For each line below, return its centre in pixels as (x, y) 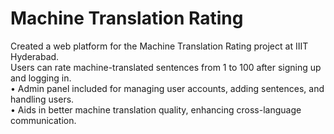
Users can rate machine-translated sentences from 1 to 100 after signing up (166, 67)
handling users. (42, 99)
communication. (43, 120)
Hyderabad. (35, 56)
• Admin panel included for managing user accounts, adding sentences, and (167, 88)
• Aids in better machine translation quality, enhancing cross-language (156, 109)
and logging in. (41, 78)
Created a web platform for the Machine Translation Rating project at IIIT (159, 46)
